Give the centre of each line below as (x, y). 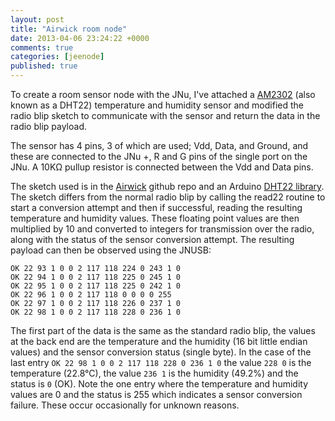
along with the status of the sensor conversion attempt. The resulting (152, 239)
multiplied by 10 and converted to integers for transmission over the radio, (162, 229)
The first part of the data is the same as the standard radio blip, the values (163, 330)
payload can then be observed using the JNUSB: (111, 250)
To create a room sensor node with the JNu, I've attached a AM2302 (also (163, 94)
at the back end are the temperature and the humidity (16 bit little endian (159, 341)
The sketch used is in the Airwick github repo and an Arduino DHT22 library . (167, 186)
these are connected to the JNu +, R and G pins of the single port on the (159, 156)
